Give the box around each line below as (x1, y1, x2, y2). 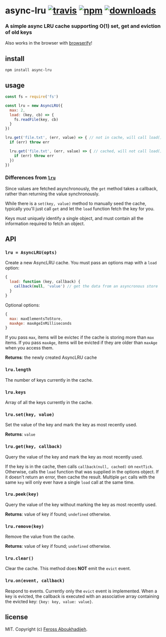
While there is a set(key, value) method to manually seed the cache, (5, 200, 147, 206)
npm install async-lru (5, 67, 52, 73)
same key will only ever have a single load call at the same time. (5, 479, 135, 485)
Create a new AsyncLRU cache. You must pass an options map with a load (5, 260, 157, 266)
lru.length (5, 367, 31, 373)
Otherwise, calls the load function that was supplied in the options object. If (5, 468, 159, 474)
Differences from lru (5, 174, 56, 181)
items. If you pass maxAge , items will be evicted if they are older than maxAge (5, 340, 158, 346)
